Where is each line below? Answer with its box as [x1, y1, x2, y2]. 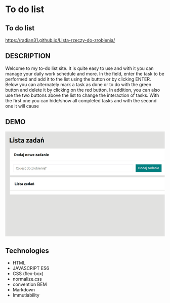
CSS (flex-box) [12, 271, 44, 277]
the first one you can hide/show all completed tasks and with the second [5, 97, 157, 103]
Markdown [12, 287, 35, 293]
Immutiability [12, 292, 39, 298]
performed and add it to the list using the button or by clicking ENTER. [5, 76, 151, 82]
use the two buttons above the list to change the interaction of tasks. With [5, 92, 159, 98]
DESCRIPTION [5, 52, 51, 60]
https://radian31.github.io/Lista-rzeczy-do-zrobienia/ [5, 37, 115, 43]
